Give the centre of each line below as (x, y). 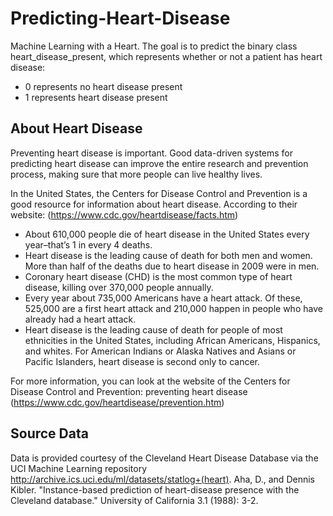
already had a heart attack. (80, 319)
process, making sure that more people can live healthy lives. (136, 174)
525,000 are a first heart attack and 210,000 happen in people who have (173, 308)
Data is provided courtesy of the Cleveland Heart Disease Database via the (164, 458)
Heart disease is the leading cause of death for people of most (153, 329)
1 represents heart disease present (96, 97)
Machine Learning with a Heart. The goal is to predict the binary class (154, 46)
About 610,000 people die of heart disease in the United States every (167, 234)
